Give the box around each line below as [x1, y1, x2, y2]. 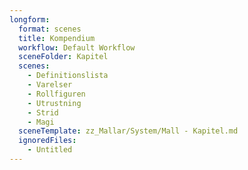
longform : [9, 14, 51, 25]
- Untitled [27, 145, 73, 155]
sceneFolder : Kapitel [18, 52, 109, 62]
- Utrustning [27, 98, 82, 108]
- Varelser [27, 80, 73, 90]
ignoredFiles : [18, 136, 77, 146]
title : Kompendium [18, 33, 96, 43]
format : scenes [18, 24, 82, 34]
